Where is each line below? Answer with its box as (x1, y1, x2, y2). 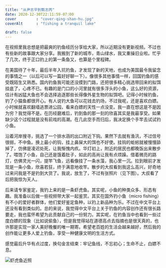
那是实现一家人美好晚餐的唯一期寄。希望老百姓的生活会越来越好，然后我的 (9, 224, 161, 230)
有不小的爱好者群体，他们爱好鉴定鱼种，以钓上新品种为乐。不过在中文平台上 (5, 199, 161, 205)
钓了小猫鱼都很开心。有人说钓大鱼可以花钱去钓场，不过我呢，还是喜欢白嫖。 (5, 98, 161, 104)
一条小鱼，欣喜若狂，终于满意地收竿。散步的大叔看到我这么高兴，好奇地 (13, 164, 161, 170)
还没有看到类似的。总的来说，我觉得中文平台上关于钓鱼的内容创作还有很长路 (5, 206, 161, 212)
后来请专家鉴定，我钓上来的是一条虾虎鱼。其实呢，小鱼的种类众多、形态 (5, 187, 152, 193)
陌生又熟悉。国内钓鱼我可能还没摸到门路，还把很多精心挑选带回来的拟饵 (13, 80, 161, 86)
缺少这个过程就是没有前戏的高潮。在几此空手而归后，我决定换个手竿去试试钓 (5, 117, 161, 123)
